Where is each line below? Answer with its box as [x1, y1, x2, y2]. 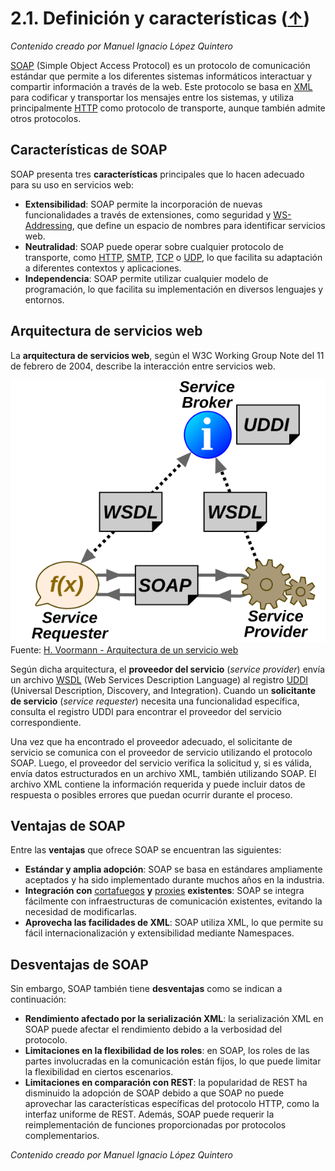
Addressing [24, 219, 73, 231]
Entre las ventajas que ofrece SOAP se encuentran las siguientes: [10, 844, 282, 856]
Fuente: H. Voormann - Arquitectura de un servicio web [10, 643, 239, 656]
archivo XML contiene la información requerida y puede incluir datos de [10, 778, 306, 790]
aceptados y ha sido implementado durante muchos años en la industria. [24, 874, 325, 886]
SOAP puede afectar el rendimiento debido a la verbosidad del [24, 1023, 283, 1036]
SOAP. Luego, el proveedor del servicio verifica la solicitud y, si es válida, [10, 757, 312, 769]
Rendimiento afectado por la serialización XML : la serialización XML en [24, 1013, 324, 1025]
